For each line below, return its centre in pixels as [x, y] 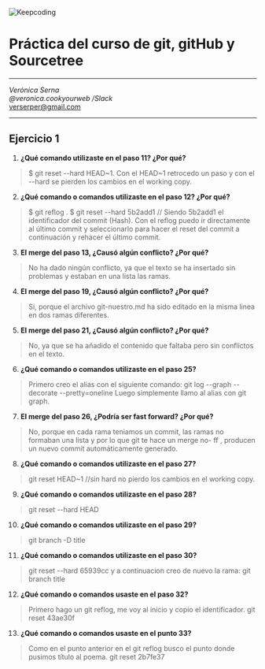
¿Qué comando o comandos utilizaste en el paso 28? [109, 494]
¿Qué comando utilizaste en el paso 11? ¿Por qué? [103, 158]
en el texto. [46, 354]
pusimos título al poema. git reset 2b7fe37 [96, 656]
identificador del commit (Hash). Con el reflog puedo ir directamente [139, 220]
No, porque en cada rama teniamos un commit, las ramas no [126, 431]
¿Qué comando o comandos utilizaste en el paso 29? [109, 525]
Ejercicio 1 [34, 139]
